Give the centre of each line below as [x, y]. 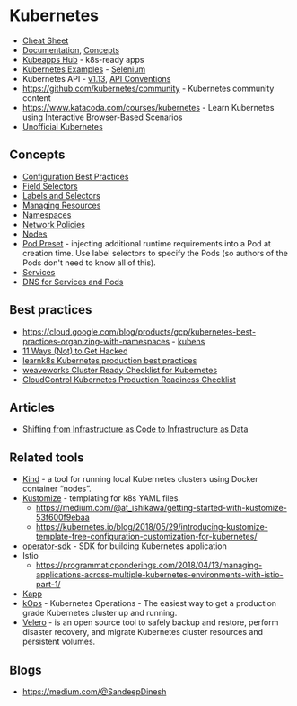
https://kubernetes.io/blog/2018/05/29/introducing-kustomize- [152, 527]
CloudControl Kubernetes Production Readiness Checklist [129, 380]
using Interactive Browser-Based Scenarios [102, 117]
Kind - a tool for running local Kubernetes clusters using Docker [140, 479]
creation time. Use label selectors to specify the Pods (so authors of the [155, 253]
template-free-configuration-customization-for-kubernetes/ [146, 537]
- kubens [188, 341]
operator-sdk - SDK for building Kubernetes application [124, 546]
